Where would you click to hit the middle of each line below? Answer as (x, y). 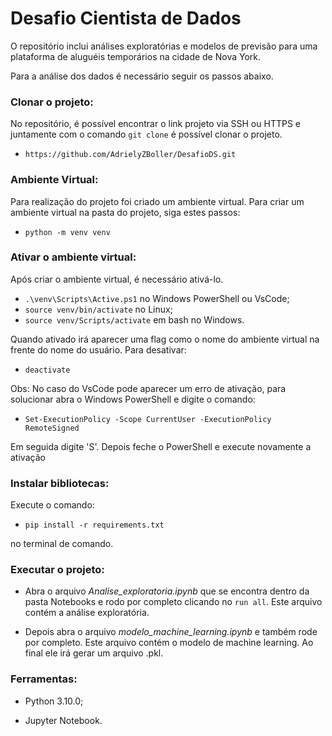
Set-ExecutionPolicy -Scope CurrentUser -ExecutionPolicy (148, 419)
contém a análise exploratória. (87, 613)
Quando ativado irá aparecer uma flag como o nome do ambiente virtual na (165, 339)
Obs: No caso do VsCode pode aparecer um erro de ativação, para (148, 388)
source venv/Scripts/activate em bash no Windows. (134, 319)
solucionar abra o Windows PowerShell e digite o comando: (133, 399)
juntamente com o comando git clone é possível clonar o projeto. (146, 134)
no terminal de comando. (62, 544)
